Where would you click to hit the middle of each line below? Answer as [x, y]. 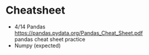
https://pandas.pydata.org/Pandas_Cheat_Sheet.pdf [78, 33]
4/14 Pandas [30, 27]
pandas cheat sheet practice [50, 39]
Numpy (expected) [38, 46]
